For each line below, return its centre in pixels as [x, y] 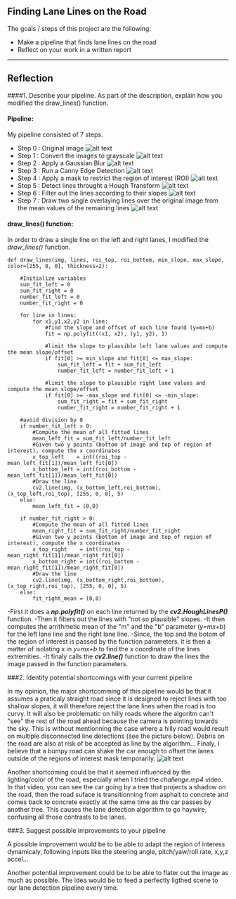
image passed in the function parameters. [68, 664]
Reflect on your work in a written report [74, 49]
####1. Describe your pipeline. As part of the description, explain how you [115, 95]
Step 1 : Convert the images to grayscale [76, 155]
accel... [18, 859]
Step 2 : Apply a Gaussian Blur [61, 163]
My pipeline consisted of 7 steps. [55, 134]
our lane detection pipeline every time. [63, 888]
